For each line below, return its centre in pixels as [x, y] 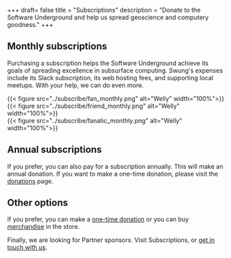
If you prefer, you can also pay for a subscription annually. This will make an [115, 166]
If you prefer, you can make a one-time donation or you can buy [98, 219]
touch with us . [27, 248]
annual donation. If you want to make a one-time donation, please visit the [113, 174]
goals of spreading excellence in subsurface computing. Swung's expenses [115, 70]
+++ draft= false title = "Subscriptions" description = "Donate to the [104, 10]
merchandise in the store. [44, 227]
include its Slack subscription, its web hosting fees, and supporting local [110, 77]
